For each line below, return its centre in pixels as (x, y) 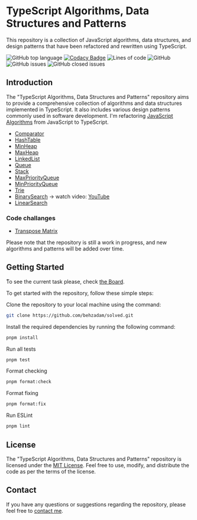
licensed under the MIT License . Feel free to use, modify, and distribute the (98, 465)
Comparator (29, 133)
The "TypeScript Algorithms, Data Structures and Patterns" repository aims (98, 97)
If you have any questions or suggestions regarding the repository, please (96, 504)
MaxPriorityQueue (37, 177)
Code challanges (31, 218)
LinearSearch (31, 203)
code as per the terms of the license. (51, 471)
